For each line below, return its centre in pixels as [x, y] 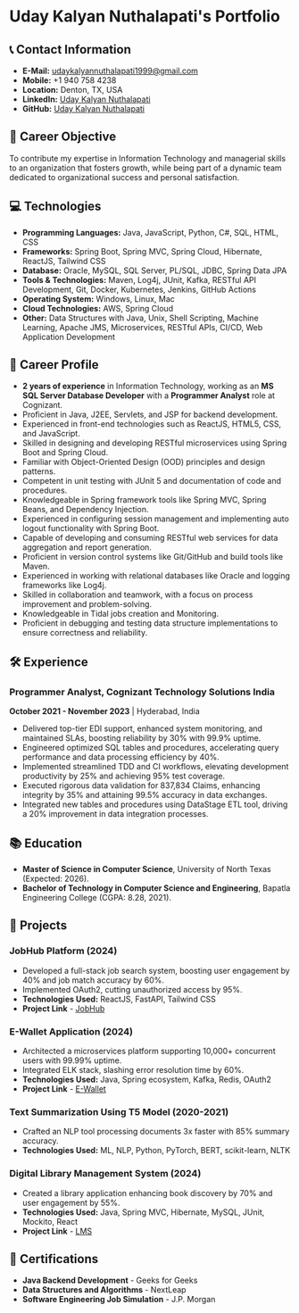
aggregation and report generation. [87, 547]
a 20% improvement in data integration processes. [115, 814]
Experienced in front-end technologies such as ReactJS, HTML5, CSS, [152, 424]
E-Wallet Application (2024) [71, 1031]
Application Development [69, 337]
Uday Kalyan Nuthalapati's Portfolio [145, 17]
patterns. [39, 471]
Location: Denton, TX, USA [72, 90]
